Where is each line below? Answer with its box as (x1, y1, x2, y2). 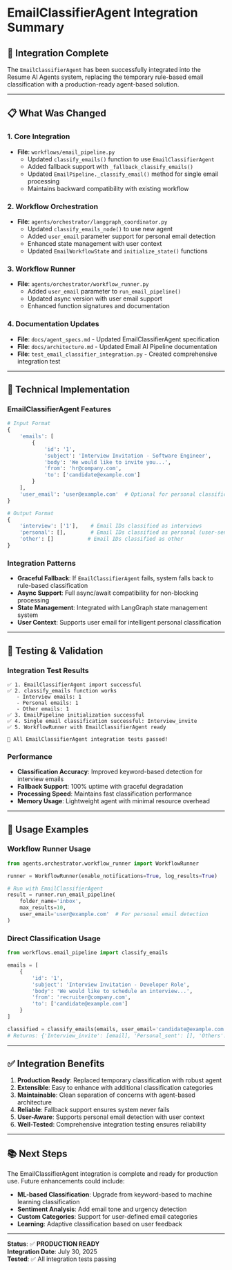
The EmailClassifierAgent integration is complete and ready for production (7, 1170, 218, 1178)
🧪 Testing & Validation (7, 645, 104, 656)
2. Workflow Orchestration (7, 202, 99, 211)
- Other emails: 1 (16, 705, 70, 713)
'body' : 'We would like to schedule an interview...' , (32, 987, 193, 994)
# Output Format (7, 510, 54, 517)
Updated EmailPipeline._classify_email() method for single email (27, 170, 219, 178)
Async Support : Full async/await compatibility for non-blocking (17, 589, 199, 597)
